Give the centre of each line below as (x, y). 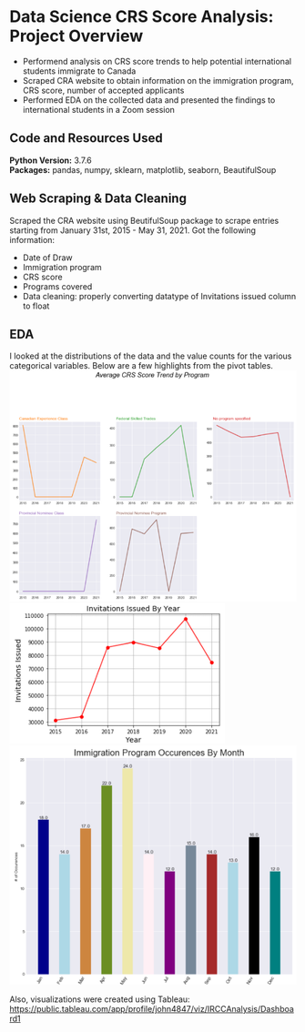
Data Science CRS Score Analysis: (142, 17)
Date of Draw (47, 258)
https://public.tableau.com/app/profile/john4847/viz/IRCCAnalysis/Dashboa (152, 1009)
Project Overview (76, 36)
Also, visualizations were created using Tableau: (100, 999)
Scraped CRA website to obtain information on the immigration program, (158, 80)
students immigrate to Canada (79, 71)
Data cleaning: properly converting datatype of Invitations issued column (159, 296)
